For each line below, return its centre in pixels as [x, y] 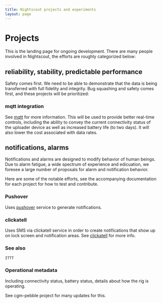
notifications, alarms [37, 148]
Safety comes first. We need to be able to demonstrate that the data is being [81, 83]
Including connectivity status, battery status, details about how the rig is [77, 281]
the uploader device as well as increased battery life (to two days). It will [77, 127]
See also [15, 248]
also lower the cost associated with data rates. [51, 132]
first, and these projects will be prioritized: [47, 94]
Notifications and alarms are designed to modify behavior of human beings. [80, 159]
